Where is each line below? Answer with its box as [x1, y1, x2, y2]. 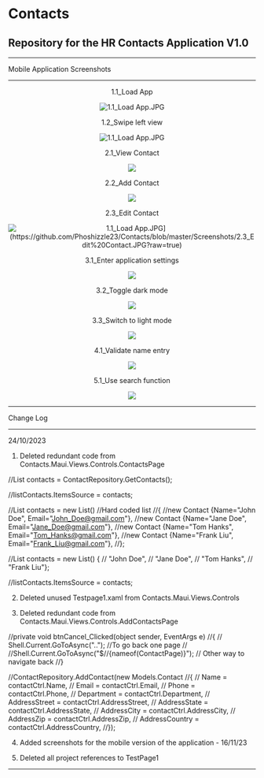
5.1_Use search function [93, 376, 170, 385]
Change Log [8, 413, 49, 423]
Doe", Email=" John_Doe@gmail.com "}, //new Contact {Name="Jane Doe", [8, 514, 247, 523]
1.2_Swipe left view [101, 117, 163, 127]
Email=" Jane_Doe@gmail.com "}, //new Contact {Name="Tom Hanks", [8, 522, 234, 531]
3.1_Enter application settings [85, 255, 179, 265]
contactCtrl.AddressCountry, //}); [8, 723, 116, 731]
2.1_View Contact [104, 148, 159, 158]
